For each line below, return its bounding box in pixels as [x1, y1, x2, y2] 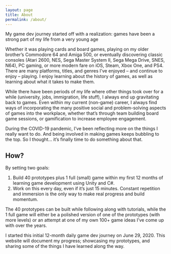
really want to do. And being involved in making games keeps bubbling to [5, 131, 160, 137]
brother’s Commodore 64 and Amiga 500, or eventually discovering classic [5, 52, 163, 58]
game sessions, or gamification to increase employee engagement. [5, 116, 146, 122]
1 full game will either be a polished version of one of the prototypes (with [5, 212, 160, 218]
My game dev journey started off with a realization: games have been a [5, 31, 155, 37]
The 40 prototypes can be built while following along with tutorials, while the [5, 206, 166, 212]
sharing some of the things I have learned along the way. [5, 243, 125, 249]
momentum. [12, 196, 38, 202]
